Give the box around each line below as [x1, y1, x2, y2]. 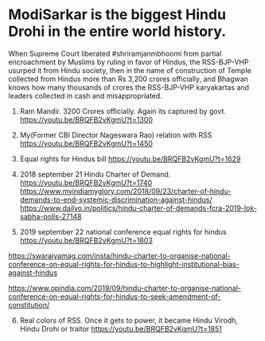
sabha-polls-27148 [19, 211, 82, 221]
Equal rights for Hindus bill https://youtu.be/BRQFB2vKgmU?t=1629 [19, 153, 241, 164]
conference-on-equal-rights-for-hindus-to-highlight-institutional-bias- [8, 259, 240, 269]
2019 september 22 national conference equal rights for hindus [19, 227, 227, 236]
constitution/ [8, 300, 50, 309]
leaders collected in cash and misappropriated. [8, 91, 163, 100]
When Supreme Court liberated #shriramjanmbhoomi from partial [8, 48, 222, 58]
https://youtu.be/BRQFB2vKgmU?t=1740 [19, 177, 153, 188]
